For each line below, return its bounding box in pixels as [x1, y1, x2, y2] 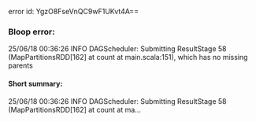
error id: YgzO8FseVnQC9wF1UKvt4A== [8, 7, 139, 16]
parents [8, 61, 33, 70]
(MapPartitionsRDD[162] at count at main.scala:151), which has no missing [8, 53, 248, 62]
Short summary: [8, 79, 63, 88]
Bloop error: [8, 26, 55, 37]
